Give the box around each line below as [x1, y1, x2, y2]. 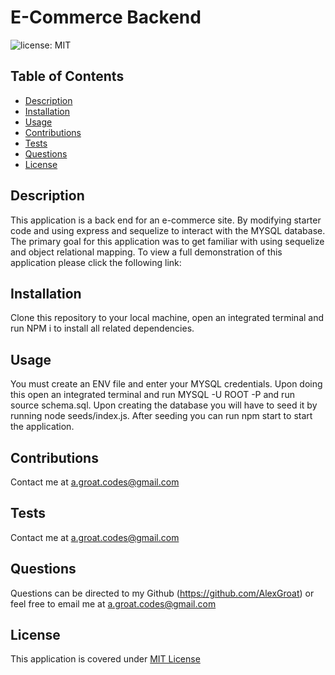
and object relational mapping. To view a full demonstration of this [10, 246, 283, 258]
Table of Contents [10, 68, 125, 85]
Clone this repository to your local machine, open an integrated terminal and [10, 312, 325, 324]
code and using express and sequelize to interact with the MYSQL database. [10, 224, 326, 236]
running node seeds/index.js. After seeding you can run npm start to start [10, 410, 313, 422]
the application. [10, 421, 75, 433]
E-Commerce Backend [10, 6, 202, 29]
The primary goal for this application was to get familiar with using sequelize [10, 235, 325, 247]
